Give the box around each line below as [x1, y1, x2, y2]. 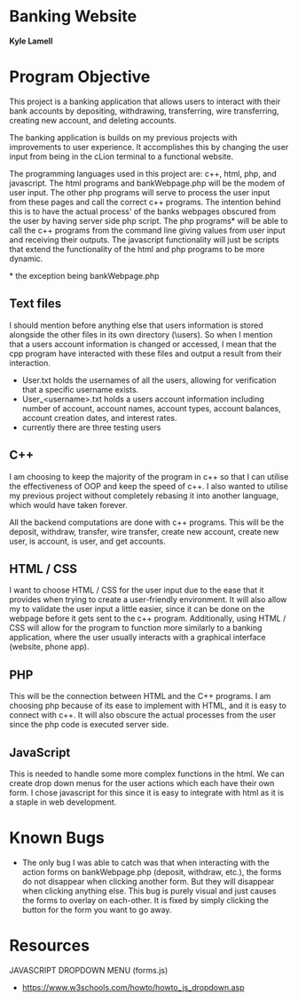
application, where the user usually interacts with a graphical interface [9, 632, 266, 643]
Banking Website [9, 6, 137, 27]
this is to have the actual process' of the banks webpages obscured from [9, 206, 277, 217]
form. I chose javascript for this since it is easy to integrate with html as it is [9, 787, 285, 798]
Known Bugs [9, 828, 105, 848]
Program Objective [9, 67, 151, 87]
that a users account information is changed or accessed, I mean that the [9, 338, 277, 349]
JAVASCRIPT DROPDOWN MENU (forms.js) [9, 965, 169, 975]
